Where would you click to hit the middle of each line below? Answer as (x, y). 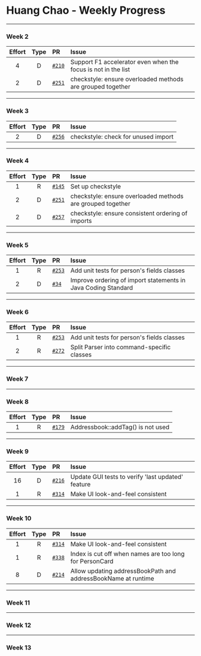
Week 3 (17, 111)
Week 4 (18, 161)
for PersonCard (92, 561)
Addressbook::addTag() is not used (120, 427)
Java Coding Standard (102, 288)
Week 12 (19, 625)
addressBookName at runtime (112, 578)
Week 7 (17, 379)
